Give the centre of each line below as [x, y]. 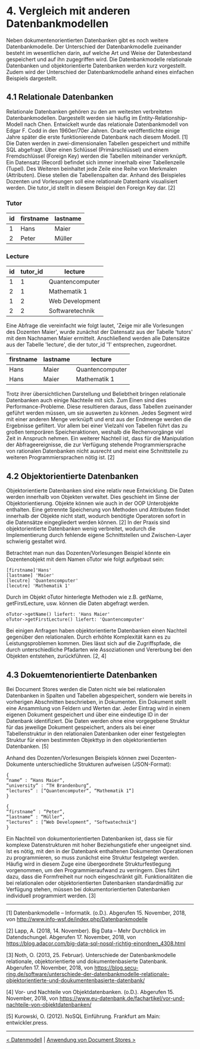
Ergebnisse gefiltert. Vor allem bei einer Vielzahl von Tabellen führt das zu [97, 426]
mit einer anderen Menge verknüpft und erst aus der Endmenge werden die [99, 419]
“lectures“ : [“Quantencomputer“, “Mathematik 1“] [70, 791]
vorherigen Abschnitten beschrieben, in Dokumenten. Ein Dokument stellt [96, 702]
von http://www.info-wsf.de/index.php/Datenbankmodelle [77, 919]
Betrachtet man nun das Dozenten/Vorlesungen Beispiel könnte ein [88, 553]
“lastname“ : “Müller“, [36, 817]
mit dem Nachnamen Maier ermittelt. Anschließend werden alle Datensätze [98, 338]
